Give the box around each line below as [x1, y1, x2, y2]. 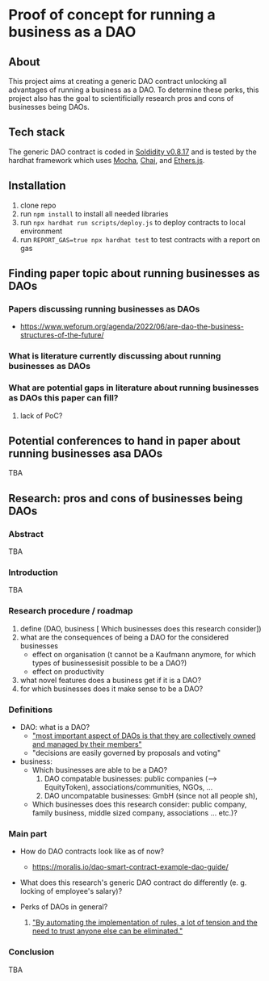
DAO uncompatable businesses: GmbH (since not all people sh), [44, 790, 258, 800]
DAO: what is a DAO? [19, 722, 90, 732]
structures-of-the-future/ [19, 330, 104, 340]
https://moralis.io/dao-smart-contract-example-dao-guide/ [32, 862, 229, 872]
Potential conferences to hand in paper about [8, 434, 241, 447]
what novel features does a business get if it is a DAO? [19, 675, 202, 685]
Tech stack [8, 125, 65, 139]
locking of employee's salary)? [19, 887, 123, 896]
